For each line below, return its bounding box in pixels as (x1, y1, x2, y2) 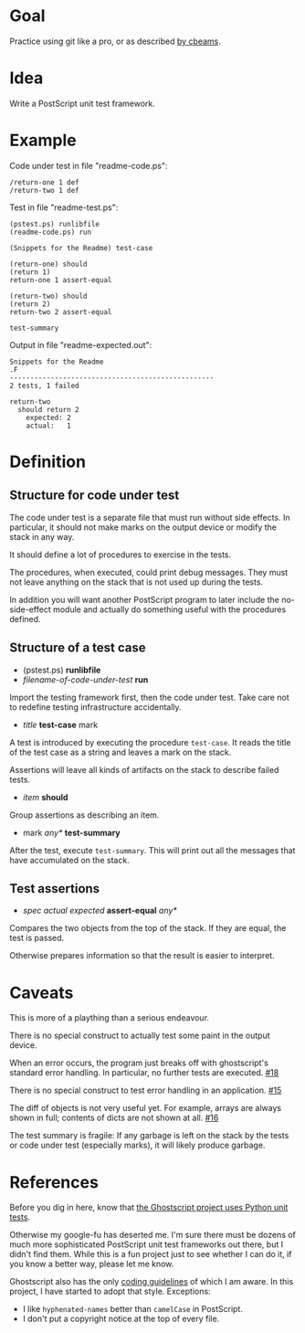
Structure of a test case (9, 640, 146, 656)
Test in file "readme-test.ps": (9, 202, 119, 213)
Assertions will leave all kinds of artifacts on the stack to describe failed (9, 764, 279, 775)
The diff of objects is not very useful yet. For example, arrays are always (9, 1103, 281, 1114)
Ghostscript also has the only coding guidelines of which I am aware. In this (9, 1276, 294, 1287)
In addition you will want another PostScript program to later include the (9, 594, 280, 605)
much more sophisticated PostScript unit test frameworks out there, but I (9, 1239, 284, 1250)
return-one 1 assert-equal (9, 275, 112, 284)
